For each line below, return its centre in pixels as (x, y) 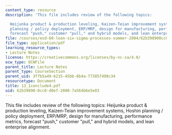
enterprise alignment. (28, 127)
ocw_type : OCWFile (25, 62)
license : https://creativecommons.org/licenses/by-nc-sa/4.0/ (73, 57)
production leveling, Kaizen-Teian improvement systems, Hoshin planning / (84, 110)
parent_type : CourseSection (35, 72)
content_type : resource (31, 10)
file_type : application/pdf (35, 43)
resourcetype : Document (31, 81)
